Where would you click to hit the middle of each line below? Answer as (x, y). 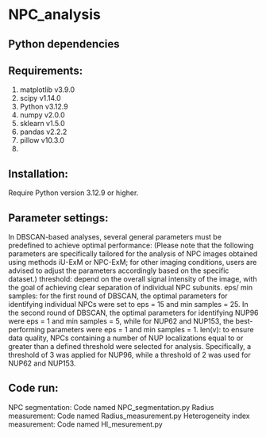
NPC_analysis (55, 15)
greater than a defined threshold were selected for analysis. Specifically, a (130, 347)
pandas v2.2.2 (43, 132)
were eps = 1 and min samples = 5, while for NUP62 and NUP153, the (121, 321)
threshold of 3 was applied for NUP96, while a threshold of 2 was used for (130, 355)
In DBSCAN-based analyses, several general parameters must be (115, 237)
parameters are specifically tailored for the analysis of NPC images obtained (133, 254)
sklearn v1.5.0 (42, 124)
